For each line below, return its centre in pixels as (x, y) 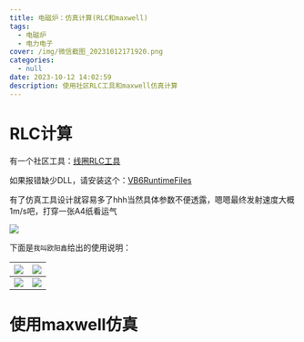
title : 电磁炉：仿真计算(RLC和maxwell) (79, 18)
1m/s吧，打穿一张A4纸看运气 (64, 211)
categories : (32, 60)
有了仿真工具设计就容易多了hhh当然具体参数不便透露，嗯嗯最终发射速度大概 (152, 199)
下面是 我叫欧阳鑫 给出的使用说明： (71, 247)
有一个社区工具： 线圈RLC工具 (65, 161)
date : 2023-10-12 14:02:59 (61, 78)
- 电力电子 (35, 43)
